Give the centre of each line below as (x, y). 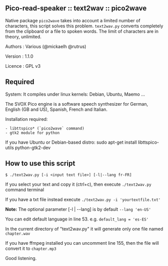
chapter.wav (18, 234)
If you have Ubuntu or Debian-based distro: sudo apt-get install (71, 142)
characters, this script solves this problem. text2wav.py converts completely (84, 26)
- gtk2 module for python (32, 133)
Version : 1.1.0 (19, 56)
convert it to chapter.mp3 (31, 249)
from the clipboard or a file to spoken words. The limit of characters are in (82, 31)
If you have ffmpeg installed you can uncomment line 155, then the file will (82, 243)
